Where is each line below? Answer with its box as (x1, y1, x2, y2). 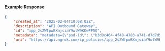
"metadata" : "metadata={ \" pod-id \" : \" (13, 33, 96, 37)
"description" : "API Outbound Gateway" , (13, 23, 98, 29)
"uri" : (13, 37, 27, 42)
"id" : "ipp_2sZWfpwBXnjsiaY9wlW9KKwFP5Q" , (13, 28, 102, 33)
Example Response (4, 4, 45, 10)
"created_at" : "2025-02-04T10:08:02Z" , (13, 19, 96, 24)
